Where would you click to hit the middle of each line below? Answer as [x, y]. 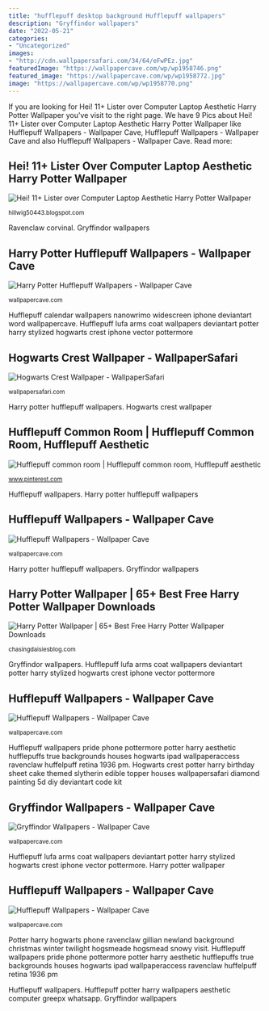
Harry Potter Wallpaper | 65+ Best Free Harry [124, 594]
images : [21, 53]
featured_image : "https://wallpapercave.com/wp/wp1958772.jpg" [117, 76]
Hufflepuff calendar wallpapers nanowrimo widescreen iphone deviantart [130, 315]
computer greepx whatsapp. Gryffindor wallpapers [93, 998]
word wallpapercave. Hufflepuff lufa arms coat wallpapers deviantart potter [134, 324]
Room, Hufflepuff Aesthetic [79, 445]
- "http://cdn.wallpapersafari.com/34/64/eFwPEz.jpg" [101, 61]
